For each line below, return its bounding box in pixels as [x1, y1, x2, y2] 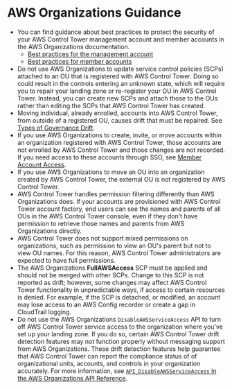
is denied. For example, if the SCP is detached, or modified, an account [17, 293, 221, 301]
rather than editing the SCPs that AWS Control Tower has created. [17, 101, 206, 110]
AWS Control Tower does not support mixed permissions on [17, 234, 188, 242]
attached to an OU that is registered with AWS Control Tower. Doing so [17, 71, 220, 80]
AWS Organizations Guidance [7, 5, 181, 21]
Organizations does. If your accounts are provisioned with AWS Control [17, 197, 221, 205]
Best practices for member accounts [27, 57, 132, 65]
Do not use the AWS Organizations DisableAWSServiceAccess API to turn [17, 315, 222, 323]
